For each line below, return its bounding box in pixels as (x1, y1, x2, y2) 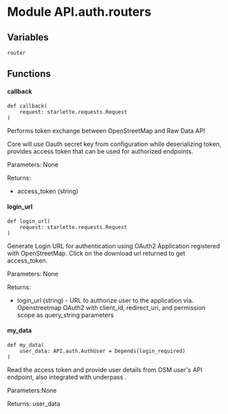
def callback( (7, 102, 48, 110)
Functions (7, 68, 52, 80)
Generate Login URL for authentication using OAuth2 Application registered (7, 241, 220, 250)
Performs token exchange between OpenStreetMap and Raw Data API (7, 126, 205, 134)
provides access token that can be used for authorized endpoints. (7, 147, 194, 155)
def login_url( (7, 217, 51, 225)
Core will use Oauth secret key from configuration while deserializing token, (7, 140, 222, 148)
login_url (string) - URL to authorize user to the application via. (16, 296, 194, 304)
